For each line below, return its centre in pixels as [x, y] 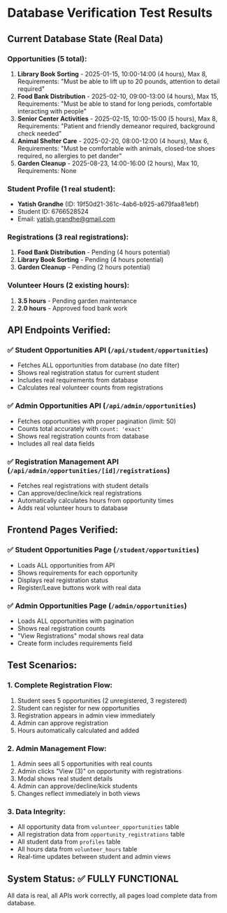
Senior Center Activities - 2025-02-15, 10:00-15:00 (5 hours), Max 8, [117, 118]
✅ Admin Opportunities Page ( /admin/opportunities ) [97, 605]
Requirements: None [47, 170]
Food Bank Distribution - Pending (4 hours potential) [94, 252]
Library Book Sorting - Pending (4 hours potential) [90, 260]
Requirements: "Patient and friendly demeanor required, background [116, 126]
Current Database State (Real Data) [85, 39]
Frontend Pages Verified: [63, 530]
